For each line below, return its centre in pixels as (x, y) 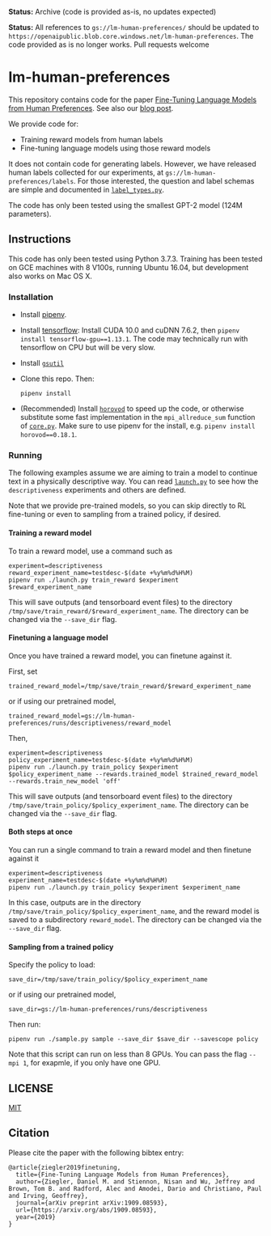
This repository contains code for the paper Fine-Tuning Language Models (133, 99)
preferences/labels (41, 181)
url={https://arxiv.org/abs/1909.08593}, (87, 1210)
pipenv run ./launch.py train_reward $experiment (94, 580)
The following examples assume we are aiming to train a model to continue (133, 473)
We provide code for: (44, 124)
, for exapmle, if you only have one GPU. (93, 1063)
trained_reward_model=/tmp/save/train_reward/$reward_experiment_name (130, 686)
